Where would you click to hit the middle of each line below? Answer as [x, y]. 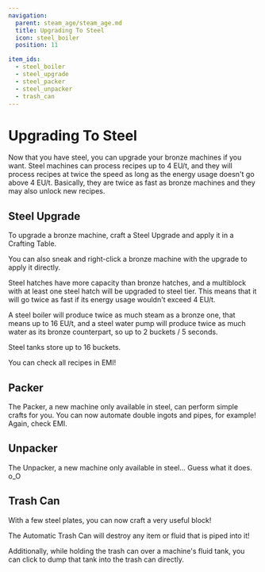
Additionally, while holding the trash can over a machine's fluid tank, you [127, 551]
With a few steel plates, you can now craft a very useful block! [110, 520]
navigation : [28, 15]
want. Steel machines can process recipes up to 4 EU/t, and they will [120, 166]
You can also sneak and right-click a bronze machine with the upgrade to [128, 259]
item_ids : [25, 60]
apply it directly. [35, 267]
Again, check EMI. [38, 423]
